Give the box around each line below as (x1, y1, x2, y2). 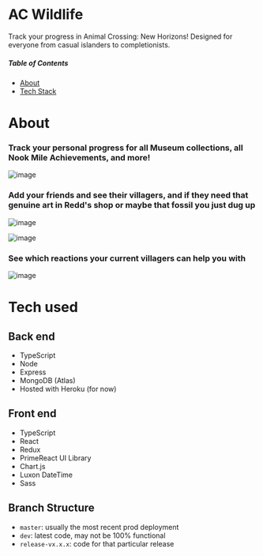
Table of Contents (8, 58, 69, 68)
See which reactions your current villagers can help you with (8, 253, 246, 264)
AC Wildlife (8, 6, 84, 24)
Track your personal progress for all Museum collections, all (8, 142, 243, 153)
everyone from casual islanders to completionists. (8, 39, 171, 49)
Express (19, 367, 47, 377)
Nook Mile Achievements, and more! (8, 152, 151, 163)
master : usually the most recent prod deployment (19, 522, 179, 532)
